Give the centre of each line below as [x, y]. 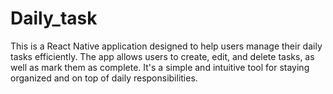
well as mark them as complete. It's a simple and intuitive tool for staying [160, 67]
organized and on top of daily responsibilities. [104, 78]
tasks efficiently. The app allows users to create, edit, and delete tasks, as [162, 56]
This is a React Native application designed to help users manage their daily [166, 46]
